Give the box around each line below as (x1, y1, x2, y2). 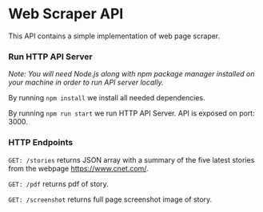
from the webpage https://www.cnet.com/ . (8, 163, 149, 173)
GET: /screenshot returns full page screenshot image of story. (8, 194, 213, 204)
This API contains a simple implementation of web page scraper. (8, 31, 221, 41)
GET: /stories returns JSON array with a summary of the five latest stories (8, 155, 255, 164)
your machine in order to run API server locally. (8, 77, 164, 88)
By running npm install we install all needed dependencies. (8, 93, 205, 103)
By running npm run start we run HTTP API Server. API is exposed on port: (8, 108, 255, 118)
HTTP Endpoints (8, 137, 74, 148)
